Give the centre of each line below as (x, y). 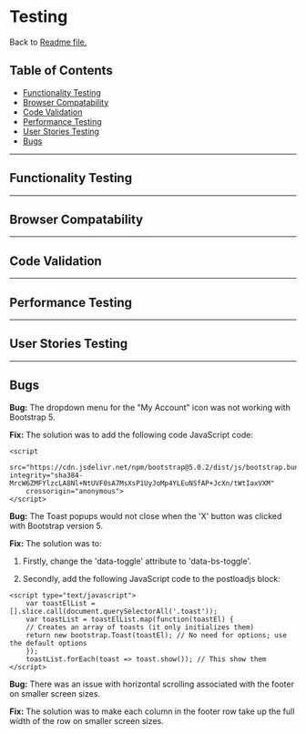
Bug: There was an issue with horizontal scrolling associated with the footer (152, 684)
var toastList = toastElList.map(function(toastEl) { (130, 619)
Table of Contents (61, 71)
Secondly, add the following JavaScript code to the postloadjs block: (151, 578)
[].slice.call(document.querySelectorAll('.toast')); (114, 611)
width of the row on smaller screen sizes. (87, 720)
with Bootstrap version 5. (56, 525)
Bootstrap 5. (32, 417)
